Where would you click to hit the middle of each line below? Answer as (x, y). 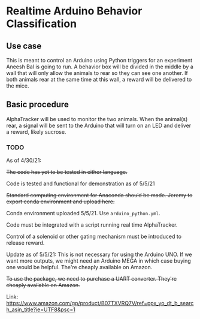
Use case (24, 46)
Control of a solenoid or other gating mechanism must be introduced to (94, 237)
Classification (41, 24)
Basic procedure (37, 105)
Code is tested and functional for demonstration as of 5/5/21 (81, 183)
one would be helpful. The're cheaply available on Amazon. (79, 267)
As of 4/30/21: (24, 161)
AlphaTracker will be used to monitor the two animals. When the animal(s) (97, 119)
